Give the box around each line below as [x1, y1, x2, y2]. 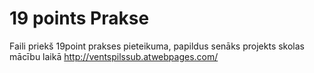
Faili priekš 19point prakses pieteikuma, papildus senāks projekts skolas [9, 40, 306, 52]
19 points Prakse [9, 7, 150, 30]
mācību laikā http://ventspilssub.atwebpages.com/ [9, 50, 219, 62]
